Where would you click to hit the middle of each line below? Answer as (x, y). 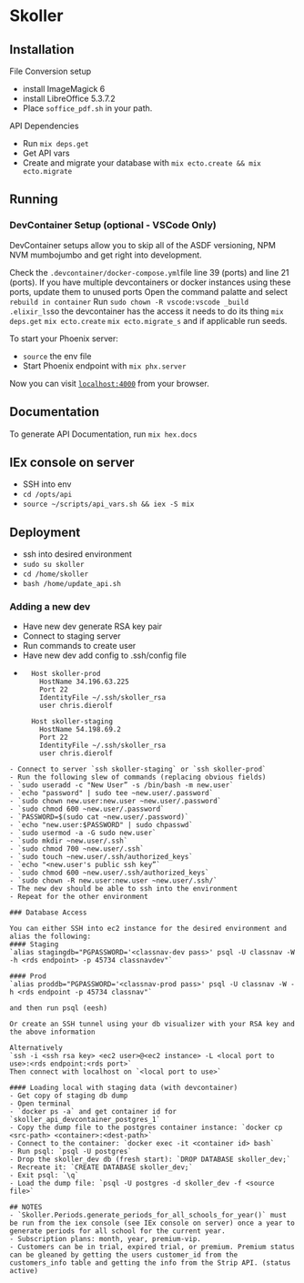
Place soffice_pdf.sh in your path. (87, 108)
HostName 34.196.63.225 (84, 682)
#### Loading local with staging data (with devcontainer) (124, 1088)
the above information (52, 1032)
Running (34, 200)
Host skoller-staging (72, 722)
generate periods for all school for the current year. (117, 1231)
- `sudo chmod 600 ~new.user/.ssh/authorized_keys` (109, 873)
